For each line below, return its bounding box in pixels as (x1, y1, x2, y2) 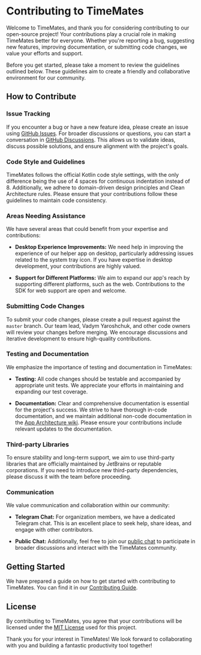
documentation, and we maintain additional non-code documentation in (14, 412, 192, 419)
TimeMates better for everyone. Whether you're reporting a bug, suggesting (6, 37, 195, 44)
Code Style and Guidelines (6, 158, 85, 166)
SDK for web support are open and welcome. (14, 287, 127, 294)
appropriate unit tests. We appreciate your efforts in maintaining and (14, 381, 184, 389)
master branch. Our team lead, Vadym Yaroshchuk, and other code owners (6, 322, 191, 329)
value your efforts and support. (6, 49, 83, 57)
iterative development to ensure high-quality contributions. (6, 335, 152, 342)
